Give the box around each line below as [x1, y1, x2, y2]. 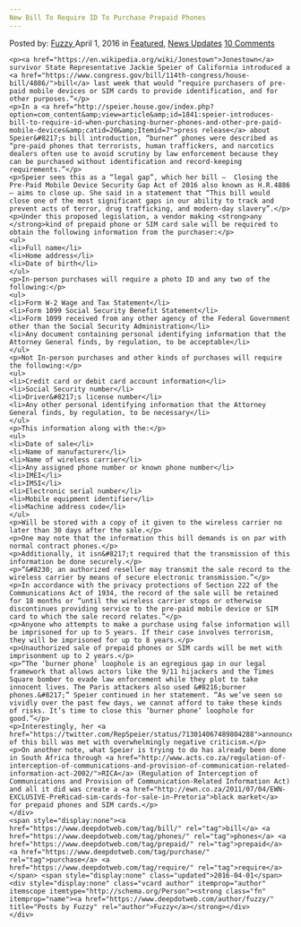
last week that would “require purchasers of [93, 78, 267, 88]
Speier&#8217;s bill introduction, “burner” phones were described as [9, 134, 279, 143]
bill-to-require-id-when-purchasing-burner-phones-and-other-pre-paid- [9, 117, 282, 126]
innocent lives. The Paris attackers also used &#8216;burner [9, 682, 246, 691]
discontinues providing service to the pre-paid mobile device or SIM [9, 604, 279, 613]
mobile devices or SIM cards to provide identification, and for [29, 86, 279, 95]
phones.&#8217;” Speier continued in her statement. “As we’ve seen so [9, 690, 282, 699]
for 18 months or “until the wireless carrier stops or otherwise [9, 596, 262, 605]
